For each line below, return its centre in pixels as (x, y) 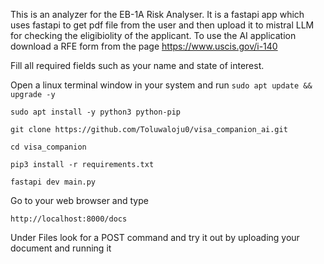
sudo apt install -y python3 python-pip (96, 112)
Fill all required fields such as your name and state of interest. (137, 65)
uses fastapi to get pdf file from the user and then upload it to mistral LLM (162, 25)
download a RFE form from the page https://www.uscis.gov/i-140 (144, 46)
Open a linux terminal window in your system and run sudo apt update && (161, 85)
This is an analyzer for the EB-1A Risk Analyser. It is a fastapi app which (157, 14)
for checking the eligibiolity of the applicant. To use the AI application (153, 35)
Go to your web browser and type (79, 200)
